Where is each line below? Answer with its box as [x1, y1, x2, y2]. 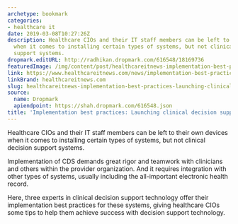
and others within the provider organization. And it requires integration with [7, 164, 227, 173]
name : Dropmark [13, 96, 59, 103]
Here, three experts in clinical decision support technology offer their [7, 193, 209, 201]
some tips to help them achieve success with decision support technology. [7, 208, 225, 216]
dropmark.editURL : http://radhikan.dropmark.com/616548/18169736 [7, 57, 204, 64]
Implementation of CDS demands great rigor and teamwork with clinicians [7, 157, 223, 165]
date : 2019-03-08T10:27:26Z [7, 30, 91, 37]
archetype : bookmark [7, 10, 69, 18]
